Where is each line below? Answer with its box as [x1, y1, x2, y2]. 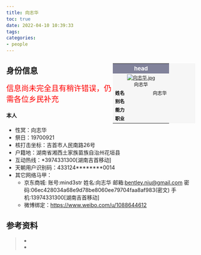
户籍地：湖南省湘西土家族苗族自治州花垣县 [14, 149, 121, 156]
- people [6, 41, 28, 47]
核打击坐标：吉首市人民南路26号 [14, 142, 96, 149]
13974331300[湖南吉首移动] [31, 194, 100, 201]
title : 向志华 [6, 10, 39, 16]
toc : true [6, 16, 31, 22]
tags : [6, 29, 20, 35]
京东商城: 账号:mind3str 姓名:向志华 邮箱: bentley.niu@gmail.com [23, 179, 183, 186]
